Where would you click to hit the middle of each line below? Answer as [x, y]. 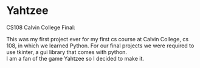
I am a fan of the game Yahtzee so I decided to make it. [75, 58]
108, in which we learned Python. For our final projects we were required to [100, 46]
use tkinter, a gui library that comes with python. [67, 52]
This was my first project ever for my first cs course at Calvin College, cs [98, 39]
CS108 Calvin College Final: [41, 27]
